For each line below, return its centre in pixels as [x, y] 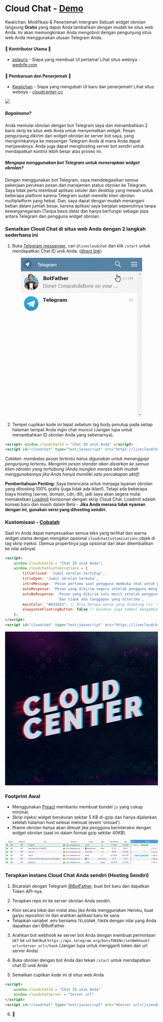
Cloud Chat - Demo [44, 9]
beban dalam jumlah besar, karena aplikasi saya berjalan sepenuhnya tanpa [81, 206]
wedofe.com [24, 65]
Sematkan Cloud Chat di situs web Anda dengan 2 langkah [75, 229]
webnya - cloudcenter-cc [37, 92]
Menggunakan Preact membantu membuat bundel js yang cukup [77, 807]
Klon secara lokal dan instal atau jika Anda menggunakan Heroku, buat [83, 910]
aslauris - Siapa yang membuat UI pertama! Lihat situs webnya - [76, 60]
